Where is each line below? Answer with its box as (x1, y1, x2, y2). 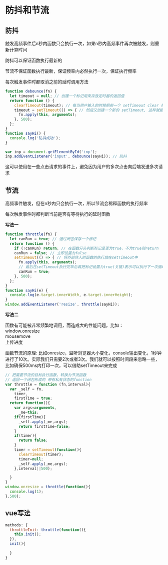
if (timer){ (14, 433, 37, 438)
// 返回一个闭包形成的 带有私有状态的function (5, 377, 92, 382)
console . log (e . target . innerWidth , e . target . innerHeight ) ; (9, 293, 133, 298)
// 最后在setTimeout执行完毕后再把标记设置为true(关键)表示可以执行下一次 (18, 264, 158, 269)
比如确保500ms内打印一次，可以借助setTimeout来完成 (5, 362, 117, 368)
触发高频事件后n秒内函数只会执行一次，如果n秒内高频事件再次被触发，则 (5, 41, 155, 46)
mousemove (5, 333, 31, 339)
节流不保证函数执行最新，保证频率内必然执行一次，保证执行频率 (5, 68, 136, 74)
